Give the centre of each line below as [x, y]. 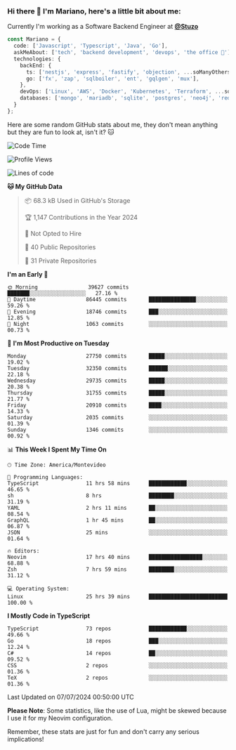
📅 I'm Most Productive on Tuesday [59, 343]
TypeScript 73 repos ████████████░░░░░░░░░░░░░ [118, 629]
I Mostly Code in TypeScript [48, 616]
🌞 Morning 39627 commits [68, 287]
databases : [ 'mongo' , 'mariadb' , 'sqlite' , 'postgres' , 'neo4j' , [118, 98]
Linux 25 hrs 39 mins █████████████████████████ [118, 596]
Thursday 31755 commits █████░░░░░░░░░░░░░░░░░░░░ [118, 393]
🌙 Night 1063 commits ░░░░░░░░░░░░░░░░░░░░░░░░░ [118, 324]
